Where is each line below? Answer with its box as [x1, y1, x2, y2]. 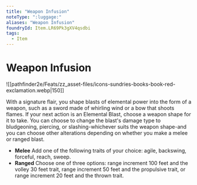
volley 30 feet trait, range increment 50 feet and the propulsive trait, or [14, 166, 186, 173]
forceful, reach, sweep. [14, 153, 71, 160]
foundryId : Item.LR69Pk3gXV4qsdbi [6, 25, 91, 31]
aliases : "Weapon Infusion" [6, 19, 75, 25]
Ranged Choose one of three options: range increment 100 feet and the [14, 159, 188, 166]
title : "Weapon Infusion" [6, 8, 69, 15]
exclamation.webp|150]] [6, 86, 65, 94]
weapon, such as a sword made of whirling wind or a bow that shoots [6, 104, 175, 112]
